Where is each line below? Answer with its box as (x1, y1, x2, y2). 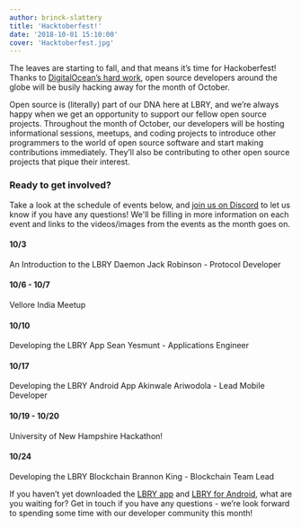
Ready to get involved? (9, 179, 112, 191)
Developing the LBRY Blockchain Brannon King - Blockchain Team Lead (9, 470, 275, 481)
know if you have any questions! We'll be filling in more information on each (9, 208, 289, 220)
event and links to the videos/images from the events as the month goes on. (9, 218, 290, 229)
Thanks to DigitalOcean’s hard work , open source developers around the (9, 73, 279, 83)
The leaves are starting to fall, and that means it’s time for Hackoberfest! (9, 63, 277, 74)
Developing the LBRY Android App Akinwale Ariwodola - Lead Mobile (9, 381, 265, 391)
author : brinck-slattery (9, 13, 102, 22)
